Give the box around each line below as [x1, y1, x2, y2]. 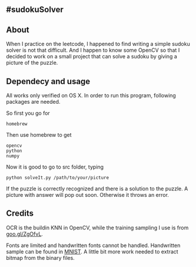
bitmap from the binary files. [6, 254, 75, 261]
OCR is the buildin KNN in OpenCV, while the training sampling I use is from [6, 224, 189, 231]
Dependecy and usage [6, 76, 91, 86]
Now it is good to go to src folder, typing [6, 163, 104, 170]
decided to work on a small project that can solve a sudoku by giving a [6, 53, 178, 60]
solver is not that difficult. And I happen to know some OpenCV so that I [6, 47, 180, 54]
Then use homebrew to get [6, 131, 72, 139]
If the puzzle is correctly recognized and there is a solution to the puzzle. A [6, 185, 188, 192]
